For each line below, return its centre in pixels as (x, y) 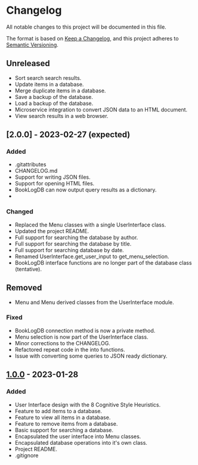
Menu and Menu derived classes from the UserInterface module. (94, 302)
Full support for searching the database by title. (73, 244)
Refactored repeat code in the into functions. (70, 349)
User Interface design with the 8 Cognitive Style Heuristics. (88, 404)
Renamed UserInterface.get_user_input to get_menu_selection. (92, 256)
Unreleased (28, 63)
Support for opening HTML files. (55, 184)
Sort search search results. (48, 77)
